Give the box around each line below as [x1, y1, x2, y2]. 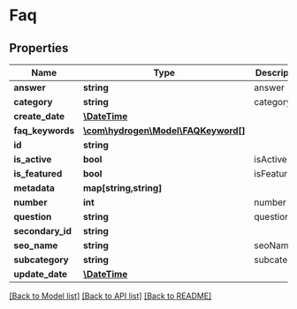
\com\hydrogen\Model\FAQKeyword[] [82, 124, 246, 137]
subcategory [13, 253, 69, 266]
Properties [9, 41, 69, 56]
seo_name [13, 239, 58, 252]
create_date [13, 110, 65, 122]
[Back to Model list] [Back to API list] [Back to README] [9, 290, 212, 301]
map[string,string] [82, 182, 163, 194]
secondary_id [13, 225, 72, 237]
